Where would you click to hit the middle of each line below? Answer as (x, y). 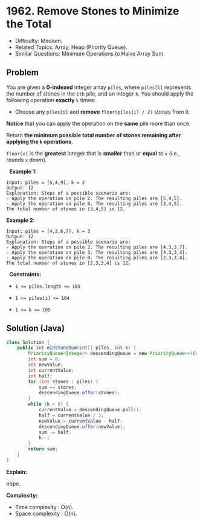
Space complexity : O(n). (46, 513)
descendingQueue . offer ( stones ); (79, 393)
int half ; (40, 376)
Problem (23, 73)
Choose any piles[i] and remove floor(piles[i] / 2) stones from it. (102, 112)
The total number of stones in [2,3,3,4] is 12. (69, 263)
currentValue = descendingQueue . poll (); (90, 410)
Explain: (17, 472)
